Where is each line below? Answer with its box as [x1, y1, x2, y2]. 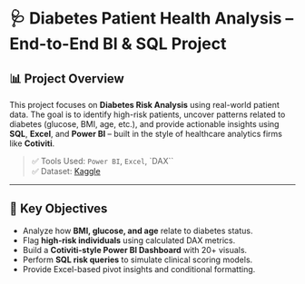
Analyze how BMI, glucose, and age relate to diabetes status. [22, 225, 253, 236]
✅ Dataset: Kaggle [31, 166, 102, 176]
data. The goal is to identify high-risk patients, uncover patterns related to [9, 109, 286, 120]
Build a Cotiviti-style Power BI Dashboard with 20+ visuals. [22, 244, 248, 255]
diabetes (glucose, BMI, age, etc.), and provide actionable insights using [9, 119, 280, 129]
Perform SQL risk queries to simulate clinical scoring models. [22, 254, 253, 265]
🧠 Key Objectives [9, 201, 108, 217]
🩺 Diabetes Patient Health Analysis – [9, 8, 294, 29]
